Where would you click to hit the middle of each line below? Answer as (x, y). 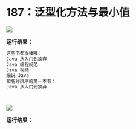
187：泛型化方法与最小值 (68, 12)
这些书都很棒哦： (24, 53)
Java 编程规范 (22, 64)
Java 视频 (18, 70)
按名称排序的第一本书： (31, 81)
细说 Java (18, 76)
